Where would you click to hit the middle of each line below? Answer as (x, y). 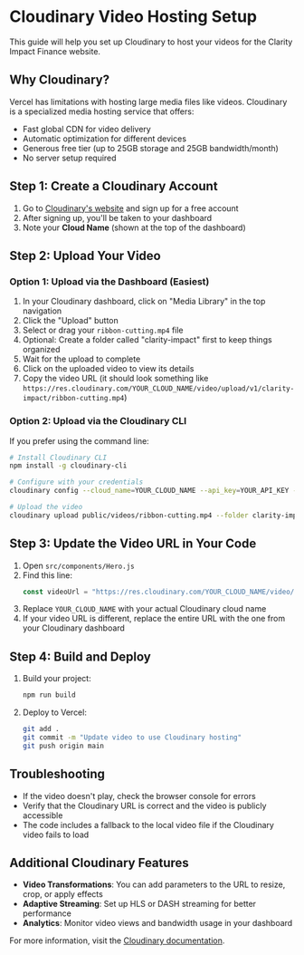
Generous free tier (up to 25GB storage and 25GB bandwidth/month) (150, 148)
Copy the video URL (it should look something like (115, 379)
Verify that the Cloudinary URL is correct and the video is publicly (144, 805)
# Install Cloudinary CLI (58, 458)
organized (41, 350)
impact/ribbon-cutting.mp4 (73, 399)
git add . (41, 729)
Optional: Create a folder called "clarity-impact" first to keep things (147, 340)
